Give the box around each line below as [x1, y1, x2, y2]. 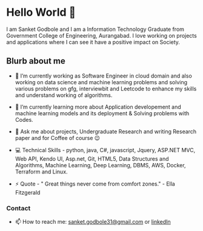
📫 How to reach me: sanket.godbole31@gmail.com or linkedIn [15, 218, 171, 226]
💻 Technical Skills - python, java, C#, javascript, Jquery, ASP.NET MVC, [15, 146, 196, 153]
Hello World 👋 [6, 5, 76, 19]
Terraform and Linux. [15, 168, 68, 175]
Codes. [15, 116, 33, 123]
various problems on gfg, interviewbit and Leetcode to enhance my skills [15, 85, 197, 92]
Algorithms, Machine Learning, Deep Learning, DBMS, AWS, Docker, [15, 161, 186, 169]
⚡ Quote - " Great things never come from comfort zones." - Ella [15, 180, 176, 187]
